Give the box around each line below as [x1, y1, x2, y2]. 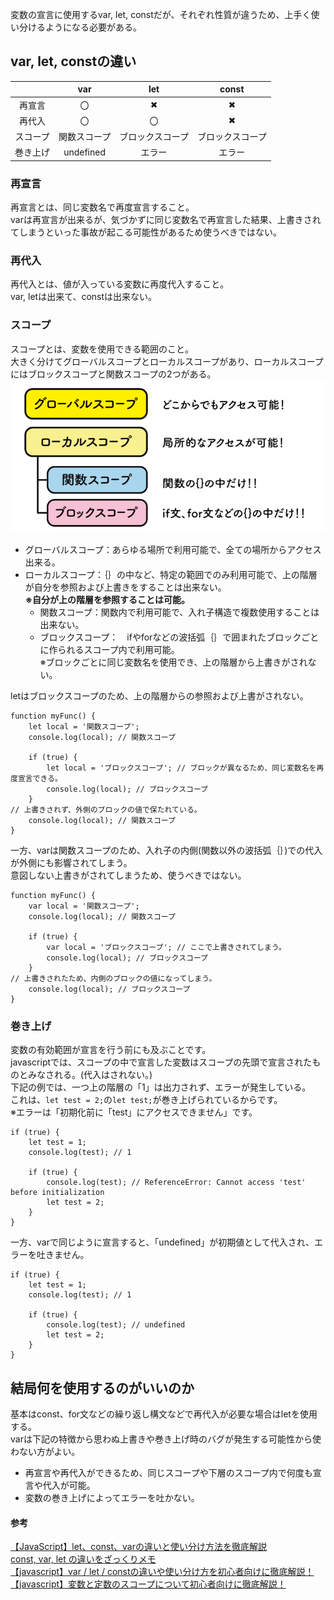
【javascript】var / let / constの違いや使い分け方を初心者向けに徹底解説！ [10, 1566, 315, 1578]
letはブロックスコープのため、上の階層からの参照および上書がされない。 [10, 689, 309, 702]
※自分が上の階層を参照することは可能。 [24, 593, 191, 605]
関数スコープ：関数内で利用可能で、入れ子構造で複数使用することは [39, 606, 320, 618]
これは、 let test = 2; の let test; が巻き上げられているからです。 [10, 1094, 283, 1106]
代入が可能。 [42, 1479, 96, 1491]
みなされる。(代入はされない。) [27, 1069, 153, 1081]
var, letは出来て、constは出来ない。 [10, 291, 158, 303]
